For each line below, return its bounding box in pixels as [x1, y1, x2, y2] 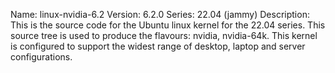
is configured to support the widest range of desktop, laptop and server [10, 40, 306, 52]
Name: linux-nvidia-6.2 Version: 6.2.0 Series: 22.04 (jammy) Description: [10, 9, 310, 20]
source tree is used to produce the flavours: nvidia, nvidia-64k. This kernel [10, 30, 318, 41]
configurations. [10, 51, 73, 63]
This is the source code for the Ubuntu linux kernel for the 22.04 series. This [10, 19, 326, 31]
